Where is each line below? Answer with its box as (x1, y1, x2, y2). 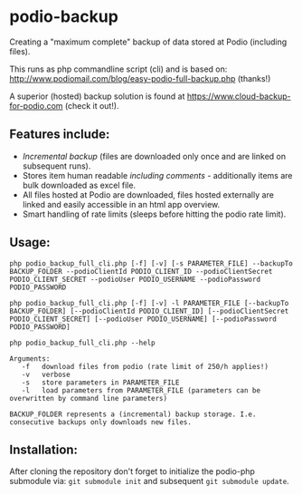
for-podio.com (9, 100, 63, 111)
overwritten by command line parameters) (9, 393, 168, 403)
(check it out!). (64, 100, 119, 111)
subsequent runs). (22, 160, 91, 171)
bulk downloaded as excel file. (22, 180, 137, 190)
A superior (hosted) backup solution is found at (9, 91, 185, 102)
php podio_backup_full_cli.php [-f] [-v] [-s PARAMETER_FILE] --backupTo (9, 258, 294, 268)
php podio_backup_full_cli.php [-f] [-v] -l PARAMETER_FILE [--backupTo (9, 298, 289, 307)
